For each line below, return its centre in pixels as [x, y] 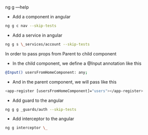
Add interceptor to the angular [43, 119]
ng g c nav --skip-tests [31, 26]
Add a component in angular [41, 17]
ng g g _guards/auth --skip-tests [41, 109]
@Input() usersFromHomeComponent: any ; [46, 72]
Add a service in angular [37, 35]
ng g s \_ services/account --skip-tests [48, 44]
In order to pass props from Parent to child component [61, 53]
